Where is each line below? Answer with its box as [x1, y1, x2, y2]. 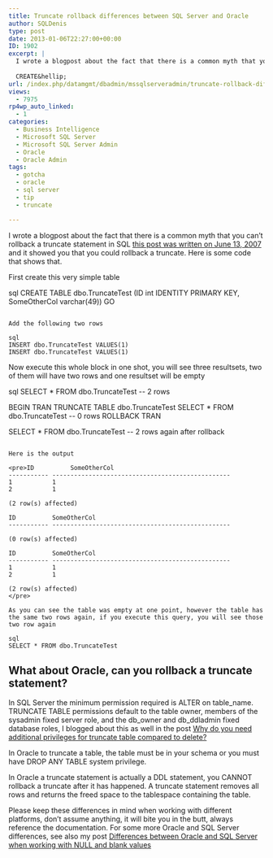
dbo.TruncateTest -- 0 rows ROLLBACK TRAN [8, 411, 161, 420]
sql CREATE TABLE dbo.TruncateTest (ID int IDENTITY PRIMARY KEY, [8, 288, 240, 298]
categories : [8, 118, 49, 126]
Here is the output [8, 449, 75, 458]
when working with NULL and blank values [8, 840, 152, 850]
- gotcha [15, 171, 45, 179]
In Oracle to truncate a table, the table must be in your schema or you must [8, 748, 260, 758]
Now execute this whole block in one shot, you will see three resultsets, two [8, 362, 262, 372]
